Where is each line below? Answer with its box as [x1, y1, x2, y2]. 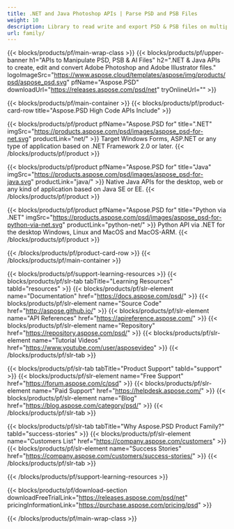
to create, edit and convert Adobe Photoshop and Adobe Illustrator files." [7, 63, 217, 72]
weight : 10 [7, 17, 39, 24]
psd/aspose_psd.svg [7, 78, 68, 87]
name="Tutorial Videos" [31, 336, 101, 345]
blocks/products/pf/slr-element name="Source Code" [7, 300, 162, 308]
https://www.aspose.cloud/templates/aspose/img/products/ [54, 71, 226, 79]
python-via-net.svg [7, 220, 63, 229]
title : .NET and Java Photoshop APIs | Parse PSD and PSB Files [7, 10, 198, 17]
